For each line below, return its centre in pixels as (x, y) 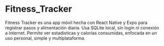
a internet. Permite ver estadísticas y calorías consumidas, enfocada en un (81, 33)
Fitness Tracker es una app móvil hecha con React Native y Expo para (76, 23)
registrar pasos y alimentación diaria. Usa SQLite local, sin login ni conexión (82, 27)
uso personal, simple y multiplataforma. (45, 38)
